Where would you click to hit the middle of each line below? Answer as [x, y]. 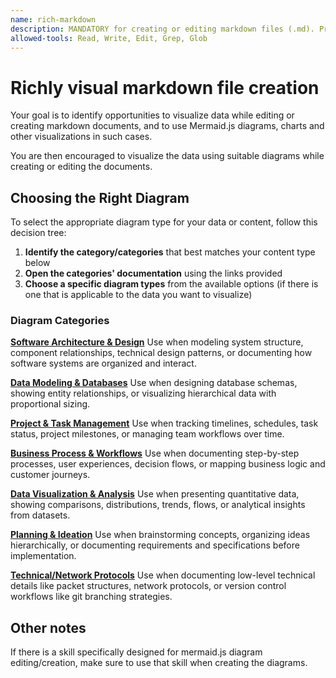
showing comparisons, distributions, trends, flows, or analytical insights [158, 505]
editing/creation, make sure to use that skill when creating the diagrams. [159, 663]
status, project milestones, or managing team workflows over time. [147, 434]
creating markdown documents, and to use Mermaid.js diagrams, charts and [167, 126]
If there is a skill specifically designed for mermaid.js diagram [136, 652]
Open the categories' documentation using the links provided [153, 273]
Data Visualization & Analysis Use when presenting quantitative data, [155, 494]
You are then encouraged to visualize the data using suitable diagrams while [167, 156]
